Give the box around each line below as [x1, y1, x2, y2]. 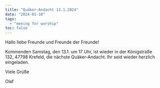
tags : [5, 16, 16, 21]
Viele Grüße [5, 69, 30, 75]
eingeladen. [5, 59, 29, 65]
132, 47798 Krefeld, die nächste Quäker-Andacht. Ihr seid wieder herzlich [5, 54, 155, 60]
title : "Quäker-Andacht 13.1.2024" [5, 7, 79, 12]
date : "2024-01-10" [5, 12, 46, 17]
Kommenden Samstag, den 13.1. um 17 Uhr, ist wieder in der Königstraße [5, 49, 153, 55]
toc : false [5, 26, 28, 31]
